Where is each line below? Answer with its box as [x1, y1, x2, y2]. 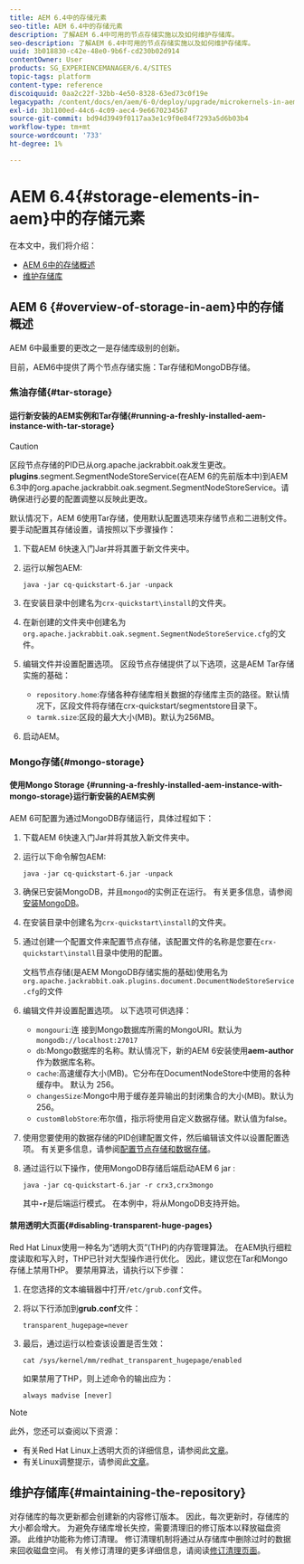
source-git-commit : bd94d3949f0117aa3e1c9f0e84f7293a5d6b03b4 [9, 114, 249, 123]
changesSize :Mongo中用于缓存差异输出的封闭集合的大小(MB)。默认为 [35, 1090, 294, 1101]
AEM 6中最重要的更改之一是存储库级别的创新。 [9, 342, 185, 353]
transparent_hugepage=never [22, 1321, 128, 1330]
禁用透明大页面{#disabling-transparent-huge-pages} [9, 1220, 213, 1231]
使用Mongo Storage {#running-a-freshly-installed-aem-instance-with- [9, 780, 283, 791]
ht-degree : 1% [9, 139, 63, 148]
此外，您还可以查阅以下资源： [9, 1426, 120, 1436]
